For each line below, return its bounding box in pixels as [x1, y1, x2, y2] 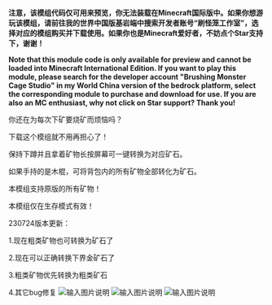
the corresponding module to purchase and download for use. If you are [8, 89, 257, 98]
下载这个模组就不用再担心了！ [8, 132, 108, 142]
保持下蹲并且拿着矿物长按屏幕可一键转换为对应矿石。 [8, 150, 187, 159]
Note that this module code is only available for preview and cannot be [8, 54, 252, 64]
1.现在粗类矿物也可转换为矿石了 [8, 236, 114, 245]
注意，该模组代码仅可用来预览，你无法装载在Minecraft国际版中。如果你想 [8, 8, 257, 17]
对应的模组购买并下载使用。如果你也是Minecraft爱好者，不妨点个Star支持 [15, 28, 264, 37]
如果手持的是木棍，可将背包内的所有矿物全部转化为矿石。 [8, 167, 201, 176]
